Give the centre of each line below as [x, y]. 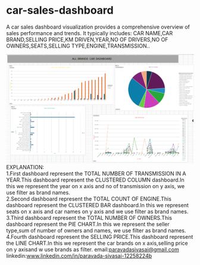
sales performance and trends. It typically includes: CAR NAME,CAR [90, 33]
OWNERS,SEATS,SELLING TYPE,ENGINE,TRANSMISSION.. [78, 46]
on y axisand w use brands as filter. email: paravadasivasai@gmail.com [93, 249]
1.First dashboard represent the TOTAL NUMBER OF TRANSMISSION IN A [96, 173]
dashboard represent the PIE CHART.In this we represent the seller [88, 224]
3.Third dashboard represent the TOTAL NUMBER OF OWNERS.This [89, 217]
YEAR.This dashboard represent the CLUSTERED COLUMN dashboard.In [95, 180]
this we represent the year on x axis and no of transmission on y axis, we [96, 186]
